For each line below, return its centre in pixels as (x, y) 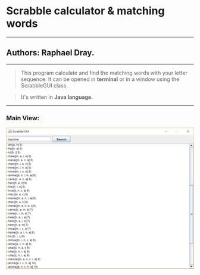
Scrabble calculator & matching (85, 11)
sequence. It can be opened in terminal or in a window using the (100, 79)
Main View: (23, 118)
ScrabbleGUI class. (44, 85)
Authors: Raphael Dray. (50, 53)
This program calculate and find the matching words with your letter (104, 73)
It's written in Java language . (57, 97)
